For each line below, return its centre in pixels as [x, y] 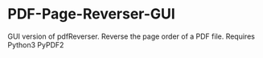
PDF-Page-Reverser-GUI [92, 14]
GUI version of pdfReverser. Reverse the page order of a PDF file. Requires [131, 36]
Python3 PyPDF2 [36, 44]
